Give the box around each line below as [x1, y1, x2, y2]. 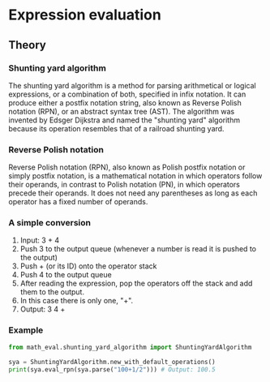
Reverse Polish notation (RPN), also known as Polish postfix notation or [8, 162, 246, 172]
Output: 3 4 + [19, 304, 66, 314]
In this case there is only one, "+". [19, 296, 134, 306]
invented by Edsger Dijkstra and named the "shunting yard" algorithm [8, 115, 241, 125]
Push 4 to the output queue [19, 270, 112, 280]
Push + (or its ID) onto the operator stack [19, 261, 157, 271]
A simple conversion [8, 217, 92, 229]
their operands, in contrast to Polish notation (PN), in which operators [8, 180, 241, 190]
